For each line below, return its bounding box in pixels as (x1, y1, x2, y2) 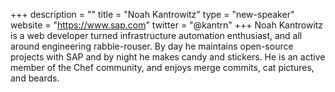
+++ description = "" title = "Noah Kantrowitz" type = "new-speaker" (10, 9, 295, 20)
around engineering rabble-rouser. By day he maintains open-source (10, 40, 294, 52)
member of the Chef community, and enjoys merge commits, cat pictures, (10, 62, 315, 73)
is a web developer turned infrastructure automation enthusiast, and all (10, 30, 303, 41)
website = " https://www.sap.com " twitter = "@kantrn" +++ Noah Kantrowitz (10, 19, 324, 31)
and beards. (10, 72, 60, 84)
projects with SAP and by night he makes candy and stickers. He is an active (10, 51, 326, 63)
